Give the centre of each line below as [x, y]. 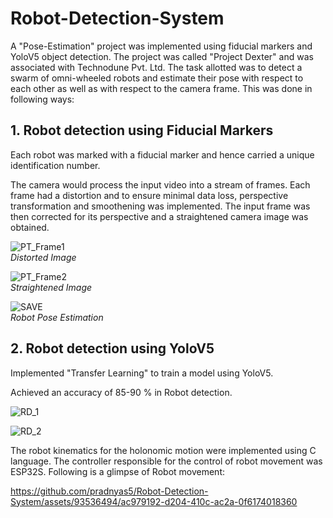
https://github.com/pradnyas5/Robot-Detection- [109, 491]
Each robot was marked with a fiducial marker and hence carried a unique [162, 154]
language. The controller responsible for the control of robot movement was [166, 461]
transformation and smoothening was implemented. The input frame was [160, 206]
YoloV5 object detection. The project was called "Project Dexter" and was [162, 56]
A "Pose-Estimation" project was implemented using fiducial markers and [161, 46]
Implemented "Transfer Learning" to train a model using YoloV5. [142, 373]
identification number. [55, 165]
